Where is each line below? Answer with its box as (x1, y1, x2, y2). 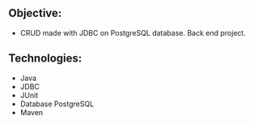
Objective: (8, 6, 62, 20)
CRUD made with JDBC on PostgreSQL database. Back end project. (19, 28, 247, 37)
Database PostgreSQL (19, 99, 95, 109)
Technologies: (8, 52, 83, 66)
